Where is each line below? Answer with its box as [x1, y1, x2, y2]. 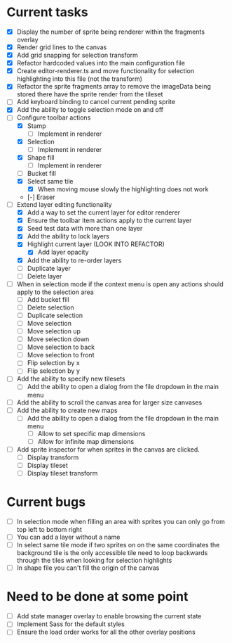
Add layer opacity [37, 248, 89, 257]
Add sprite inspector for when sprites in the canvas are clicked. [16, 445, 200, 454]
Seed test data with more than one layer [27, 224, 143, 233]
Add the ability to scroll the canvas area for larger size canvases [16, 398, 203, 407]
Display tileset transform [27, 469, 98, 477]
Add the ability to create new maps [16, 406, 118, 414]
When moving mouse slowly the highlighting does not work [37, 185, 209, 193]
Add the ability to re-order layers [27, 256, 122, 265]
